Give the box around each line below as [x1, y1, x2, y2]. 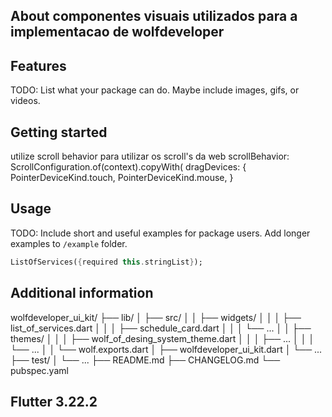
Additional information [10, 285, 154, 302]
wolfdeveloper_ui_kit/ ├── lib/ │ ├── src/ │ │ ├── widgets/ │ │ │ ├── [10, 311, 302, 323]
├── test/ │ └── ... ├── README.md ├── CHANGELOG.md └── [10, 354, 281, 366]
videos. [10, 95, 41, 107]
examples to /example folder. [10, 237, 128, 249]
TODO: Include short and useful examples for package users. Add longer [10, 227, 311, 239]
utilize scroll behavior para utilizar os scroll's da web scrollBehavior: [10, 150, 290, 163]
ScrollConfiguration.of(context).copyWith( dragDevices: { [10, 161, 247, 173]
